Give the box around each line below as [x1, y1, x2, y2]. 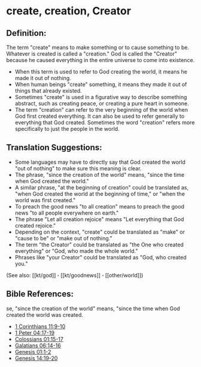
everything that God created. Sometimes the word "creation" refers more [14, 119, 195, 126]
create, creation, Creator [6, 4, 132, 18]
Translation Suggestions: [6, 142, 103, 153]
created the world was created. [6, 311, 84, 318]
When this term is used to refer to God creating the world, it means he [14, 68, 187, 75]
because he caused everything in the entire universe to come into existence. [6, 57, 195, 63]
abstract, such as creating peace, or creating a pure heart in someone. [14, 100, 190, 107]
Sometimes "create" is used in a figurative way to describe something [14, 94, 187, 100]
